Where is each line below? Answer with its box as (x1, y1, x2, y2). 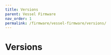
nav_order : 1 (5, 16, 32, 21)
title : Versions (5, 7, 38, 12)
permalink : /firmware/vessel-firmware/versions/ (5, 20, 107, 26)
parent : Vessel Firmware (5, 12, 56, 17)
